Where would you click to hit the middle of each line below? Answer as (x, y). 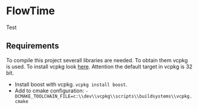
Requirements (33, 46)
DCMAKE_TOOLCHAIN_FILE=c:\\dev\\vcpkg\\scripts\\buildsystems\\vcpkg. (103, 96)
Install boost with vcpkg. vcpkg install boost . (71, 84)
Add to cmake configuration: (49, 91)
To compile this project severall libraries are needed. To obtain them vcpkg (97, 60)
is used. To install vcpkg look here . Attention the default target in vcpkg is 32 (99, 66)
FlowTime (30, 11)
